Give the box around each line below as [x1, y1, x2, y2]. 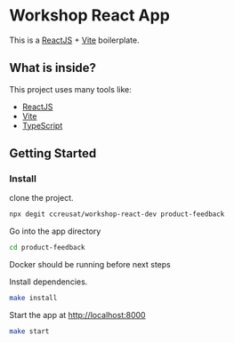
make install [9, 294, 58, 303]
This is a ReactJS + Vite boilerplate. [9, 35, 140, 45]
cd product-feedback [9, 243, 86, 252]
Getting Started [9, 146, 97, 161]
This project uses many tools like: [9, 84, 132, 94]
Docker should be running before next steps [9, 259, 171, 270]
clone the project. [9, 193, 74, 203]
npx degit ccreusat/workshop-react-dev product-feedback [9, 210, 225, 219]
